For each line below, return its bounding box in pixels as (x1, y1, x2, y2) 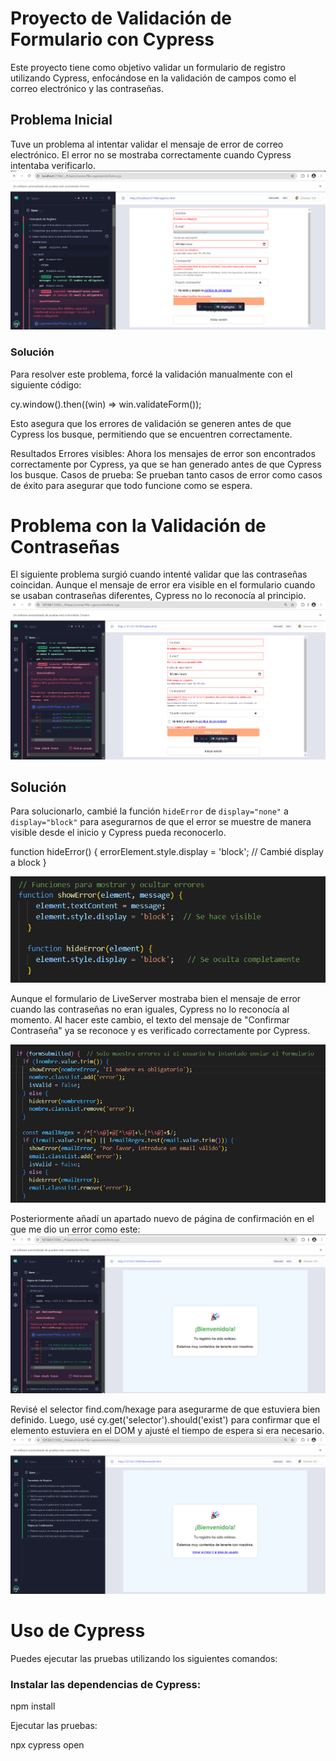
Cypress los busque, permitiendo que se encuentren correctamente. (10, 428, 293, 440)
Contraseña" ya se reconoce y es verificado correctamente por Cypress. (10, 1025, 311, 1037)
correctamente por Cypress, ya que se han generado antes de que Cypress (10, 458, 322, 470)
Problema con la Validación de (10, 514, 267, 537)
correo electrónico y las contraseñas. (10, 82, 164, 94)
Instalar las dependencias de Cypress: (10, 1677, 202, 1691)
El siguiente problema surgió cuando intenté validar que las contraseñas (10, 568, 308, 581)
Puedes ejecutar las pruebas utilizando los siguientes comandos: (10, 1652, 278, 1664)
